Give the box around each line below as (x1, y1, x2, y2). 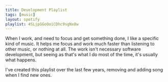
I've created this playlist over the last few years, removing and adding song (5, 67, 163, 73)
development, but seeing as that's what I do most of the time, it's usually (5, 52, 158, 58)
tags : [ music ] (5, 12, 36, 17)
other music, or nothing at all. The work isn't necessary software (5, 46, 141, 52)
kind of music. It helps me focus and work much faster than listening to (5, 41, 155, 47)
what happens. (5, 57, 37, 63)
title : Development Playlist (5, 7, 67, 13)
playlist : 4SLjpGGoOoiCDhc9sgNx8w (5, 21, 79, 27)
